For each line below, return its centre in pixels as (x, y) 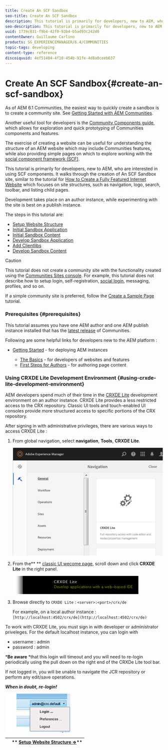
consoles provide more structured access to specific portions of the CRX (80, 411)
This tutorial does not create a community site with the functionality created (83, 270)
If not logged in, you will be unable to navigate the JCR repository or (75, 672)
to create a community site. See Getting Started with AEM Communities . (79, 113)
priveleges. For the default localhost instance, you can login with (72, 632)
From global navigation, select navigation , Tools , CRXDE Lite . (76, 441)
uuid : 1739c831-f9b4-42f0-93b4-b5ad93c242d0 (52, 32)
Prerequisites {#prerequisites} (43, 314)
